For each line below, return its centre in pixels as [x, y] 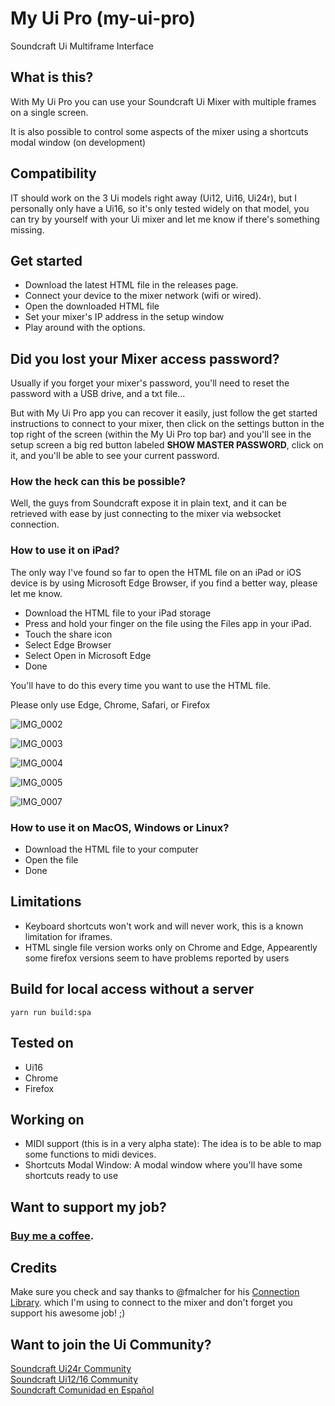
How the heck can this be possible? [98, 482]
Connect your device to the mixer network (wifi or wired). [143, 296]
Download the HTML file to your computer [111, 849]
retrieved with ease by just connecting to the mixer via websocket [146, 514]
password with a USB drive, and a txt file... [98, 394]
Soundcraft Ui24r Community [71, 1369]
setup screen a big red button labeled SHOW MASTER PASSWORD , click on [167, 445]
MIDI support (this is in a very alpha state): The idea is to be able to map [173, 1144]
